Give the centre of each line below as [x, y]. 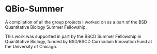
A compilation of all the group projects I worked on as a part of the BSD [76, 22]
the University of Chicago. [31, 46]
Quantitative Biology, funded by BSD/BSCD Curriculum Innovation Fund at [78, 41]
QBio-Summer [34, 9]
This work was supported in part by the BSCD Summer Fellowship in [73, 36]
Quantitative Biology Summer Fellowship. [46, 27]
